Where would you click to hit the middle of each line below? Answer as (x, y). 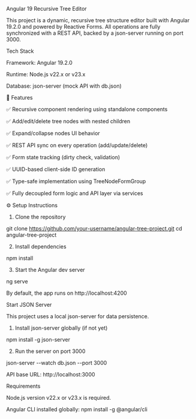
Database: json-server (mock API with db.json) (64, 86)
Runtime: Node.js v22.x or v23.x (46, 74)
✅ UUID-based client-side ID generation (56, 169)
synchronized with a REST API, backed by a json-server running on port (95, 33)
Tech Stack (20, 51)
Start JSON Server (29, 305)
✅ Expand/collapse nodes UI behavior (53, 133)
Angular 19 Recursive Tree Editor (46, 9)
